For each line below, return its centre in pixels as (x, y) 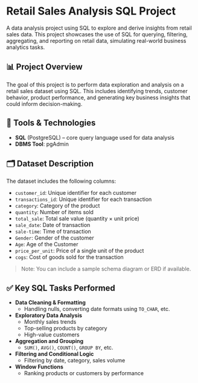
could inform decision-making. (44, 103)
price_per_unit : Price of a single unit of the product (79, 251)
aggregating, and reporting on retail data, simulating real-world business (96, 41)
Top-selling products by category (65, 329)
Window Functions (39, 367)
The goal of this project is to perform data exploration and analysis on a (95, 84)
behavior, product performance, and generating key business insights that (98, 97)
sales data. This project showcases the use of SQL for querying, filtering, (97, 34)
